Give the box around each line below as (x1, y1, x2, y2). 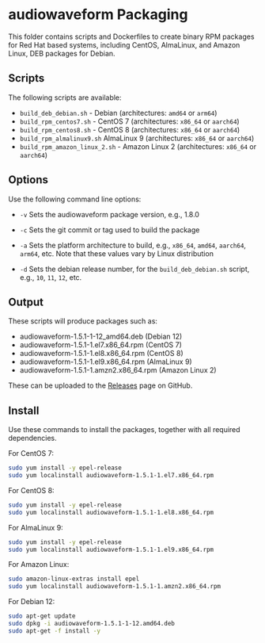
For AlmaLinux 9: (8, 522, 63, 532)
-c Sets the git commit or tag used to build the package (19, 224, 200, 235)
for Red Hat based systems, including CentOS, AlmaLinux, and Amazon (8, 40, 240, 49)
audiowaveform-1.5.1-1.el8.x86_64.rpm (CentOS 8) (19, 349, 184, 358)
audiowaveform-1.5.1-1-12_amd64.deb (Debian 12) (19, 331, 183, 342)
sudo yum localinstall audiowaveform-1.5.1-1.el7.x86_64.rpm (8, 472, 214, 480)
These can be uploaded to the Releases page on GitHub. (8, 381, 193, 390)
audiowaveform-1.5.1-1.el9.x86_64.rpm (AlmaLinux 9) (19, 357, 192, 366)
